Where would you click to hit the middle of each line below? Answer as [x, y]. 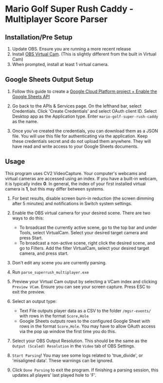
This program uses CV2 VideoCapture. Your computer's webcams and [76, 173]
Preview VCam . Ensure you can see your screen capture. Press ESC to [81, 287]
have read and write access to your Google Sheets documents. [75, 146]
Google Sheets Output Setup [49, 79]
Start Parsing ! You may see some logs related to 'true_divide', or [77, 355]
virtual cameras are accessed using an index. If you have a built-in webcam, [81, 178]
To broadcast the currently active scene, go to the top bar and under [88, 227]
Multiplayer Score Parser [56, 19]
